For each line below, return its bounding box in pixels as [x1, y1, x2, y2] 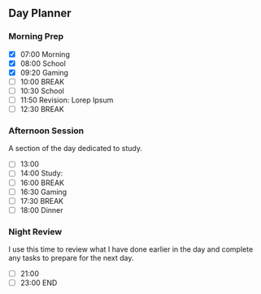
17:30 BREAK [20, 196, 64, 205]
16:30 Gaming [20, 187, 67, 197]
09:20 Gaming [20, 67, 69, 77]
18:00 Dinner [20, 205, 63, 214]
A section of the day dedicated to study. [8, 144, 142, 153]
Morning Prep [8, 31, 63, 42]
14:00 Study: [20, 168, 63, 178]
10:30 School [20, 85, 65, 96]
